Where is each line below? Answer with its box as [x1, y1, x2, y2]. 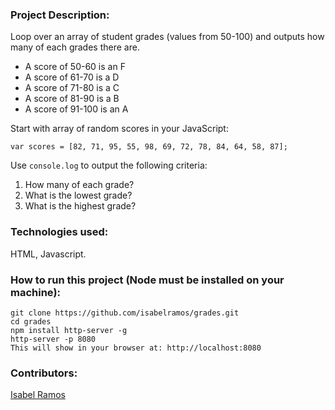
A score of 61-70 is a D [24, 71, 120, 83]
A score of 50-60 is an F [24, 61, 126, 73]
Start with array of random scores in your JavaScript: [10, 123, 229, 135]
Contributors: [10, 366, 78, 380]
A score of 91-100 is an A [24, 103, 129, 115]
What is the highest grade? [24, 200, 137, 212]
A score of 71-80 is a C [24, 82, 120, 94]
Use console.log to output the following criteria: [10, 159, 208, 172]
